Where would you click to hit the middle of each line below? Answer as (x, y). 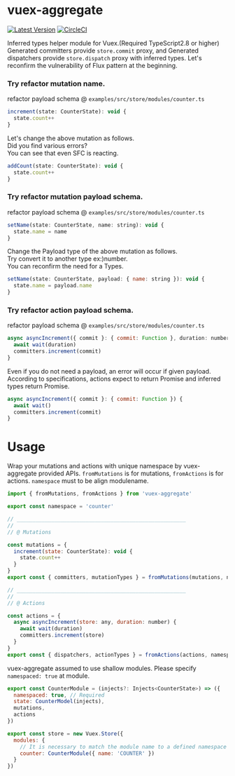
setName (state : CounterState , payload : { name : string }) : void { (106, 279)
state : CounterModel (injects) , (59, 702)
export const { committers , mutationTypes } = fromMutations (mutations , (115, 578)
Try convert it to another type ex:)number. (67, 259)
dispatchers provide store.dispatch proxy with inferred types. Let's (105, 57)
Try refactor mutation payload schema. (75, 197)
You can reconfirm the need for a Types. (65, 266)
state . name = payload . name (53, 286)
